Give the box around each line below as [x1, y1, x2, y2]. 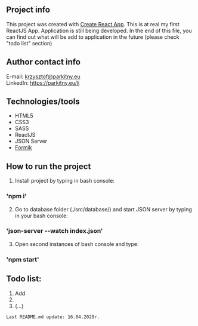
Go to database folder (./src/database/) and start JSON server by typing [14, 205, 193, 213]
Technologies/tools [6, 97, 80, 107]
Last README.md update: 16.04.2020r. [6, 313, 100, 320]
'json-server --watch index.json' [6, 227, 103, 235]
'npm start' [6, 255, 40, 263]
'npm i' [6, 192, 27, 201]
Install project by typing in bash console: [14, 177, 115, 184]
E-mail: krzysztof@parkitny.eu [6, 73, 81, 80]
